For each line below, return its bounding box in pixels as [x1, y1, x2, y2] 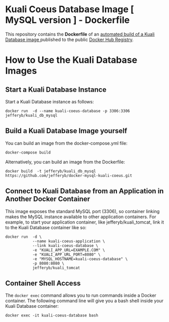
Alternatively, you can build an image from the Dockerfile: [5, 159, 125, 165]
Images [5, 65, 37, 77]
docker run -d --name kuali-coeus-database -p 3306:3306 [5, 108, 130, 114]
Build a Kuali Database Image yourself [5, 127, 128, 135]
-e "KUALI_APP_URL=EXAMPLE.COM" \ [32, 247, 105, 253]
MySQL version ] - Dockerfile [5, 14, 130, 26]
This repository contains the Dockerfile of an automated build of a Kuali [5, 31, 155, 37]
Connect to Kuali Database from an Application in [5, 187, 164, 196]
